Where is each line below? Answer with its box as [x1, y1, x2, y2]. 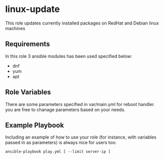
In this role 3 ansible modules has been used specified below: [5, 53, 132, 59]
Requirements [5, 40, 50, 48]
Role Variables [5, 88, 51, 96]
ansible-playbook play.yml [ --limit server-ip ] [5, 149, 111, 154]
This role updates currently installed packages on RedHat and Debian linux [5, 20, 159, 26]
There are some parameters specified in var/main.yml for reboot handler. [5, 101, 155, 107]
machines [5, 25, 25, 31]
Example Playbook [5, 121, 64, 129]
